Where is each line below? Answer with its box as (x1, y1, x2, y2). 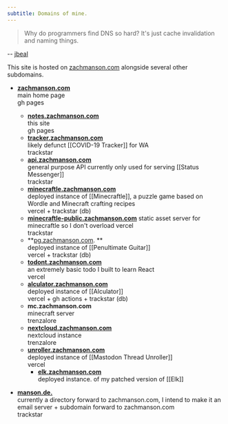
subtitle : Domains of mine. (7, 10, 88, 17)
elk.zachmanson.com (37, 368, 102, 376)
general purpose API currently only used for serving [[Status (27, 162, 200, 171)
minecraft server (27, 309, 75, 317)
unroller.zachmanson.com (27, 346, 105, 354)
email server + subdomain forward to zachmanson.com (17, 403, 175, 411)
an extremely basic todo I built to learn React (27, 265, 155, 273)
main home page (17, 91, 65, 99)
